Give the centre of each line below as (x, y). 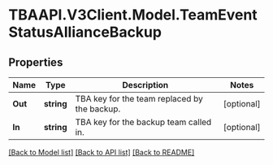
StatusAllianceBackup (85, 32)
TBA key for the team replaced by (139, 99)
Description (145, 85)
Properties (36, 62)
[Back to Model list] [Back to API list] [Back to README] (102, 152)
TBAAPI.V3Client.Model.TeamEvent (133, 15)
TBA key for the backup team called (143, 122)
